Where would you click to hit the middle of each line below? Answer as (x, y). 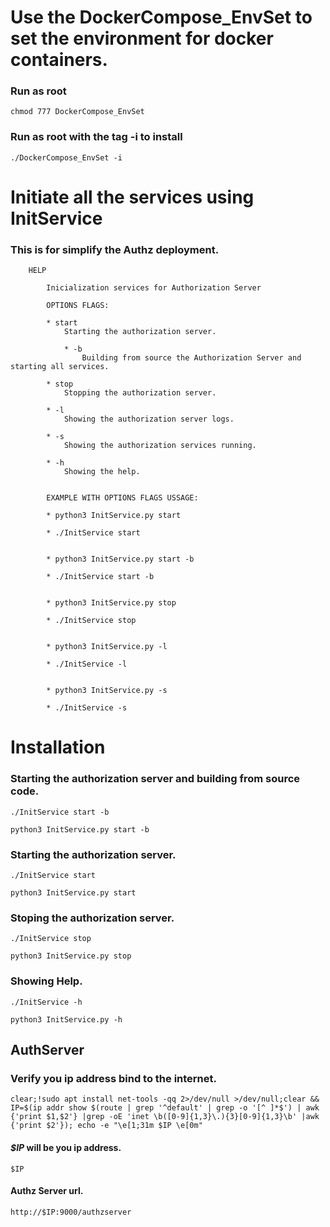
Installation (58, 747)
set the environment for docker (142, 38)
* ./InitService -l (87, 664)
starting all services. (60, 367)
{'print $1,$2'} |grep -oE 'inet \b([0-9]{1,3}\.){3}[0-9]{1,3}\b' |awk (165, 1117)
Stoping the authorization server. (92, 918)
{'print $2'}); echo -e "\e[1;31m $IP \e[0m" (106, 1126)
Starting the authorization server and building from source (155, 779)
